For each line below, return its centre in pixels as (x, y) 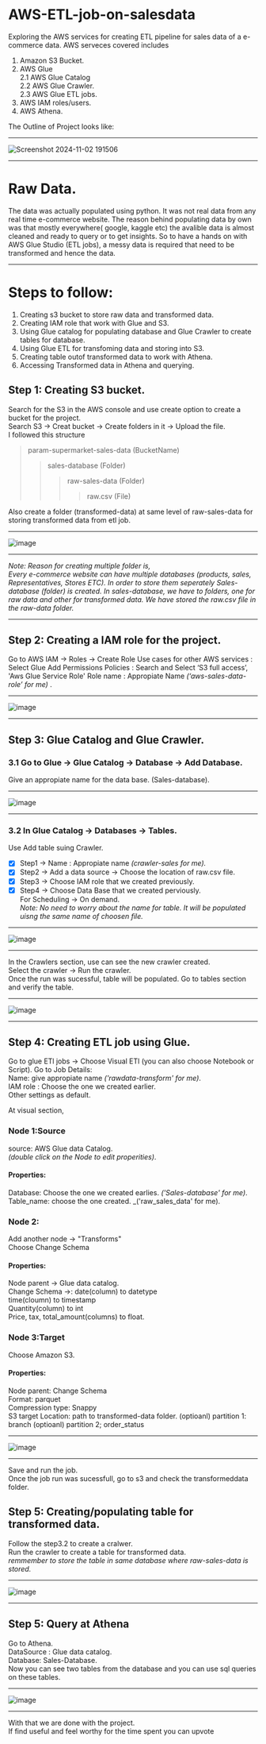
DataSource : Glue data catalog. (60, 1651)
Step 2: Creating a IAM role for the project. (115, 640)
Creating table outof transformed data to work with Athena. (116, 357)
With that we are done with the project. (72, 1723)
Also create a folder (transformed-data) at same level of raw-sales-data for (131, 511)
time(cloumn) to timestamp (52, 1300)
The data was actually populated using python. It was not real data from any (132, 210)
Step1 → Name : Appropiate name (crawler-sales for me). (113, 863)
